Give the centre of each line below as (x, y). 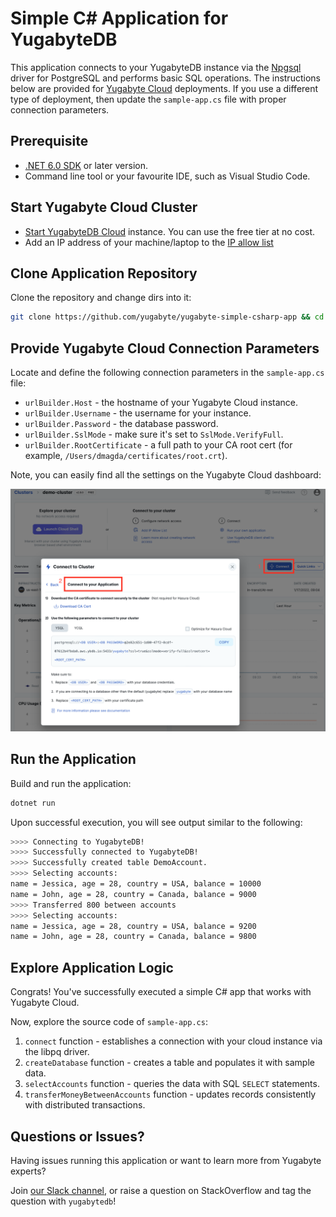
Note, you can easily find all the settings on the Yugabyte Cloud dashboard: (166, 475)
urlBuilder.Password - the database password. (121, 424)
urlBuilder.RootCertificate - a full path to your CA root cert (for (158, 445)
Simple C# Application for (119, 18)
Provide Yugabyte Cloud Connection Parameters (165, 348)
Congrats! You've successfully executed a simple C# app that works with (161, 992)
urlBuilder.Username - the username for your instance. (138, 413)
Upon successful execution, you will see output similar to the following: (156, 822)
